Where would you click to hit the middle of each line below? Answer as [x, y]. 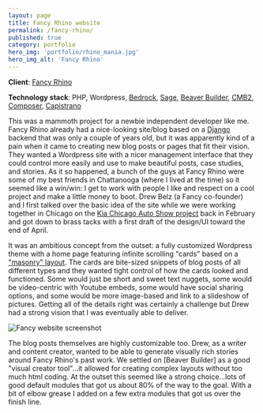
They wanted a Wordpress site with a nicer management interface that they [131, 154]
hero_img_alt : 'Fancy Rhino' [56, 60]
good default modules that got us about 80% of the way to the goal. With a [130, 385]
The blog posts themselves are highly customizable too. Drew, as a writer [128, 343]
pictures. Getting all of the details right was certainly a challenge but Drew [129, 304]
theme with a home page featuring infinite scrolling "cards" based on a [123, 253]
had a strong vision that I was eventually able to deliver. [98, 312]
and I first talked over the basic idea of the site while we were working [122, 205]
